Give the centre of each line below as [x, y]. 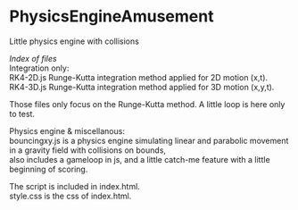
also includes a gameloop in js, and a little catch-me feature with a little [140, 159]
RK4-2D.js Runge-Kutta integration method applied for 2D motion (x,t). [139, 77]
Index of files [33, 58]
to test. [22, 113]
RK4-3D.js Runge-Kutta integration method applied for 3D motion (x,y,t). [142, 87]
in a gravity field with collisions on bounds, [88, 150]
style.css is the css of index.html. [70, 196]
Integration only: [39, 68]
